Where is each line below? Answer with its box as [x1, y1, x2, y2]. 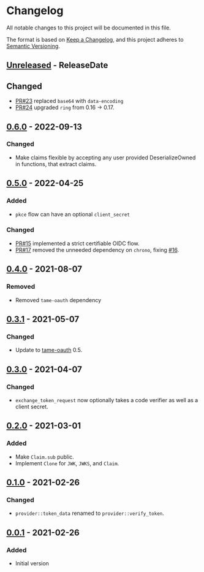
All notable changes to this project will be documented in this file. [6, 24, 172, 31]
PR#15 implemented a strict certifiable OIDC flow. [15, 240, 140, 247]
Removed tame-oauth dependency [15, 296, 102, 303]
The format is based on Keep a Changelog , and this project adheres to [6, 36, 184, 43]
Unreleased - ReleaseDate [6, 60, 108, 71]
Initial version [15, 559, 49, 567]
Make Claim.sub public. [15, 453, 75, 460]
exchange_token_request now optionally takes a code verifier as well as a [15, 396, 198, 403]
